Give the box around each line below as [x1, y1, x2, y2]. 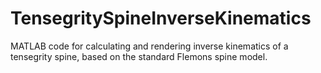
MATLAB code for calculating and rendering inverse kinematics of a [10, 40, 289, 52]
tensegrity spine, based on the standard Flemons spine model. [10, 50, 268, 62]
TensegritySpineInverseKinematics [10, 7, 312, 30]
